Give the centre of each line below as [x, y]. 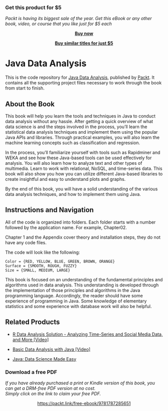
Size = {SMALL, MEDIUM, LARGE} [38, 270]
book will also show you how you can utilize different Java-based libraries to [84, 174]
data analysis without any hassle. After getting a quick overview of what [79, 122]
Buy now [84, 34]
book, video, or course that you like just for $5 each [58, 24]
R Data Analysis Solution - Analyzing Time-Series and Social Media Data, [87, 334]
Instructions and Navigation [49, 210]
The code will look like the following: [42, 252]
